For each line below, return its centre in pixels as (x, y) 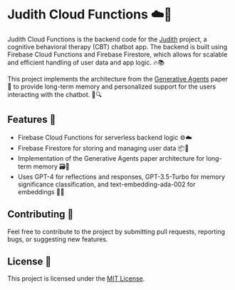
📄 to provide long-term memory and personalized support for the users (111, 86)
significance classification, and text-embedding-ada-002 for (106, 184)
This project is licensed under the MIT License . (76, 279)
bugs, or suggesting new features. (58, 239)
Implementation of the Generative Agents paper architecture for (111, 158)
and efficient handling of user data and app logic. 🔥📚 (86, 62)
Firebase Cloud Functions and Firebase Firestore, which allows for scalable (117, 54)
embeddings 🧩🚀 (41, 191)
